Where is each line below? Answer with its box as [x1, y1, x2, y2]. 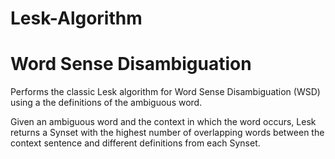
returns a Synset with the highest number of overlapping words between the [10, 127, 325, 139]
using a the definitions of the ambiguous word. [10, 97, 203, 109]
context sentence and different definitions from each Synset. [10, 137, 261, 149]
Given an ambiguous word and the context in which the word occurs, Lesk [10, 116, 317, 128]
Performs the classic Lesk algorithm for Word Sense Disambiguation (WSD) [10, 86, 321, 98]
